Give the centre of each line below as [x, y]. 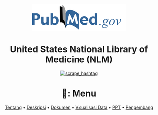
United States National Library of [79, 49]
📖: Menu [79, 93]
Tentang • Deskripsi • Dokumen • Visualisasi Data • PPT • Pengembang [79, 107]
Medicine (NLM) [79, 59]
